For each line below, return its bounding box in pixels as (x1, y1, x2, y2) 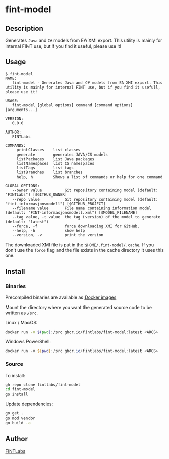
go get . (5, 411, 24, 416)
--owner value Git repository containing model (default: (12, 188, 158, 193)
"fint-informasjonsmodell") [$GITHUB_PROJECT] (5, 201, 106, 206)
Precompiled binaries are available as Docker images (5, 294, 117, 300)
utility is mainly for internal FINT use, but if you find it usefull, (5, 84, 160, 90)
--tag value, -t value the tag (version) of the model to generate (12, 214, 160, 220)
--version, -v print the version (12, 232, 103, 237)
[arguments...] (5, 107, 38, 112)
